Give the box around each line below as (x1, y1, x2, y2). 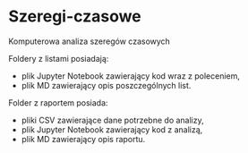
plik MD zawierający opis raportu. (21, 133, 146, 144)
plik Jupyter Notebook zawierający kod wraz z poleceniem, (21, 70, 241, 81)
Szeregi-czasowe (8, 6, 142, 27)
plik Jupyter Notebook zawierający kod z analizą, (21, 123, 203, 135)
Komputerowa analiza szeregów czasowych (8, 36, 171, 47)
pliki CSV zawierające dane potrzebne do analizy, (21, 115, 205, 125)
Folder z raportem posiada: (8, 97, 108, 108)
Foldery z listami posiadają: (8, 53, 109, 64)
